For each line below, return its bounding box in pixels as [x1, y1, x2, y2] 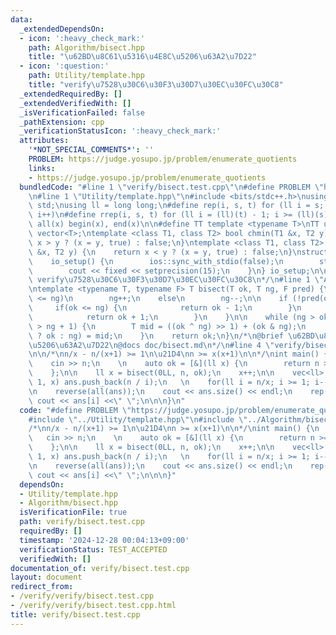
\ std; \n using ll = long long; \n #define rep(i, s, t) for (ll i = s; [28, 201, 325, 211]
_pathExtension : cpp [19, 117, 105, 127]
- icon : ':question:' [19, 61, 110, 71]
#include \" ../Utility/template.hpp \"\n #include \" [28, 414, 248, 425]
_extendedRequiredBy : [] [19, 89, 123, 99]
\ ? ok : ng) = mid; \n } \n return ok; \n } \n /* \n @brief [28, 331, 284, 341]
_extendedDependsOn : [19, 24, 105, 34]
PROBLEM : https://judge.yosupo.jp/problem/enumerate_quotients [28, 154, 298, 164]
